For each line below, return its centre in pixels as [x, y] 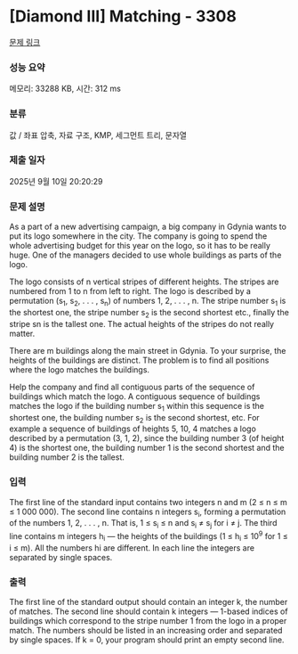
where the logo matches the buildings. [79, 369]
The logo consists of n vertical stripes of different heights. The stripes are [144, 282]
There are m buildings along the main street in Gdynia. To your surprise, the [148, 350]
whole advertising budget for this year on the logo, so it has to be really [140, 246]
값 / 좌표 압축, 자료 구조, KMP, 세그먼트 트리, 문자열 [98, 135]
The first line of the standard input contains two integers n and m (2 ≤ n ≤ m [148, 502]
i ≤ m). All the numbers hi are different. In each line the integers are [132, 548]
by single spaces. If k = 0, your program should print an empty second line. [147, 640]
